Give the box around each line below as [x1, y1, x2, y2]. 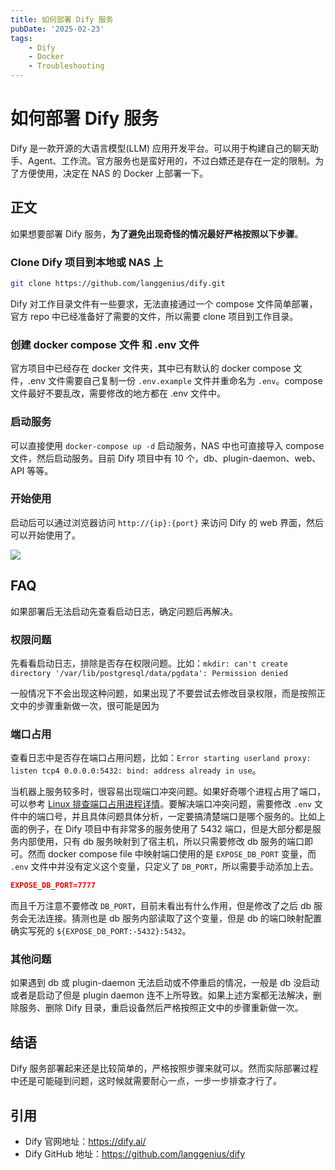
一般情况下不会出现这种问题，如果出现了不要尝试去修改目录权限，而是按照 [10, 687, 317, 699]
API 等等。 [10, 464, 54, 476]
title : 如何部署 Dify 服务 [10, 14, 114, 25]
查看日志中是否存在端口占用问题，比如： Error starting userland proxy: [10, 752, 312, 764]
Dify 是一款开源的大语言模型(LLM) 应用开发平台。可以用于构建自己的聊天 [10, 142, 311, 154]
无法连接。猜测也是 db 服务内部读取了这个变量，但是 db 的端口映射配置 [27, 912, 323, 925]
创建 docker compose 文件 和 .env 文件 [10, 337, 200, 351]
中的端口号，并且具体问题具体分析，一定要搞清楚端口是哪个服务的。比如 [18, 811, 317, 823]
